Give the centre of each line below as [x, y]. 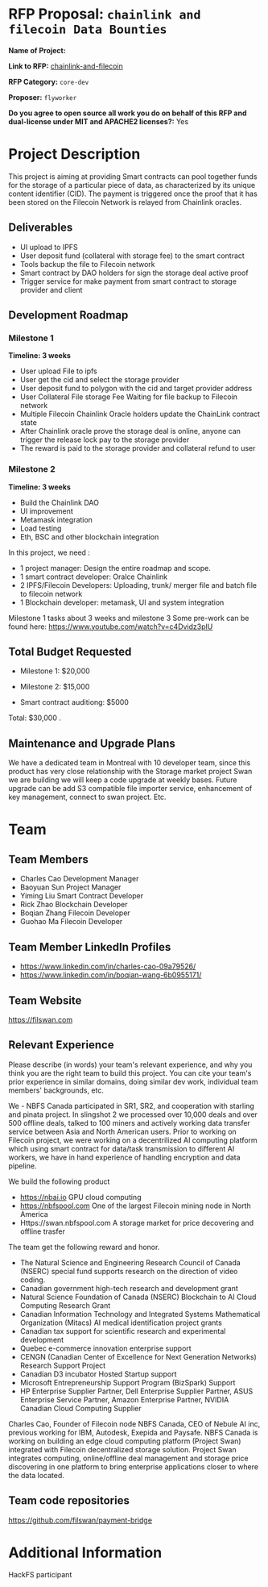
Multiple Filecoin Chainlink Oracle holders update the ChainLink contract [140, 414]
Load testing [41, 528]
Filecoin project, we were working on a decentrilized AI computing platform [133, 1140]
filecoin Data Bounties [88, 29]
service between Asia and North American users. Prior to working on [123, 1131]
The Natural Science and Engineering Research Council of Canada [130, 1262]
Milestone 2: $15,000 [55, 687]
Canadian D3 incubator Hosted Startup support [98, 1374]
